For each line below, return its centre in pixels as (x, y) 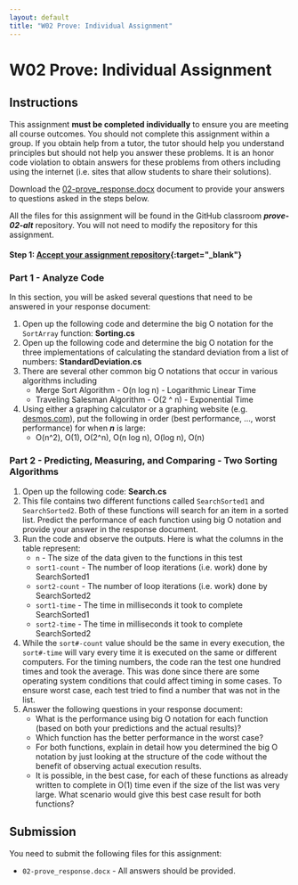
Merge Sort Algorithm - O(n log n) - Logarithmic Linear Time (145, 390)
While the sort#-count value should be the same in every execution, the (153, 643)
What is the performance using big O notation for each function (152, 718)
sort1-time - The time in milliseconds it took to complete (139, 605)
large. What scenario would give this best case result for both (148, 794)
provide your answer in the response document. (110, 529)
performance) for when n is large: (84, 428)
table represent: (51, 548)
